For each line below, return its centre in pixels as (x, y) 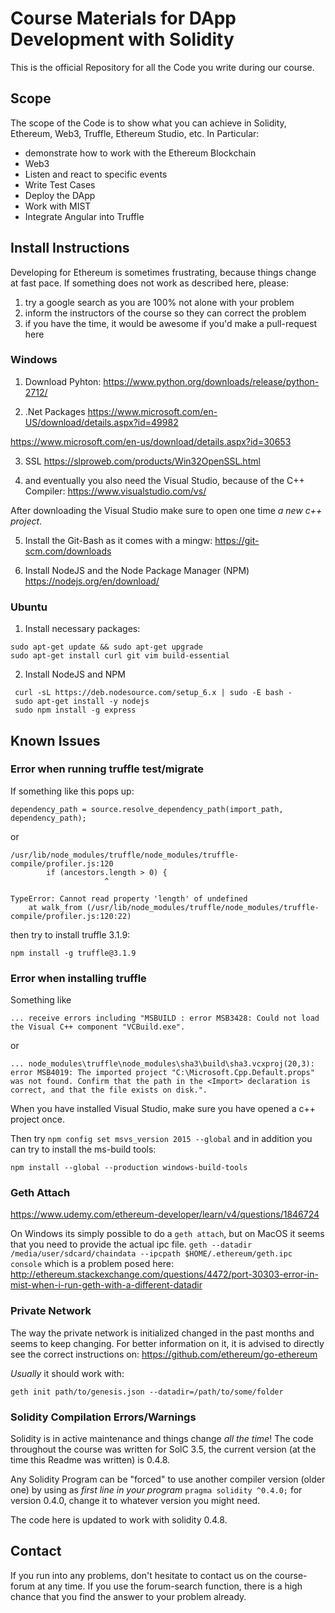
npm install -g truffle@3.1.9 (73, 953)
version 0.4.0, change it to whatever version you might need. (135, 1501)
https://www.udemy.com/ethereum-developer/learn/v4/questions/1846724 (165, 1214)
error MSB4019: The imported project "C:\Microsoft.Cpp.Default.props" (162, 1073)
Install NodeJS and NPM (75, 674)
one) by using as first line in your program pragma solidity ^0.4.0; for (156, 1490)
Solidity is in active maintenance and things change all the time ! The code (162, 1439)
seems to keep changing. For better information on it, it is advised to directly (167, 1343)
